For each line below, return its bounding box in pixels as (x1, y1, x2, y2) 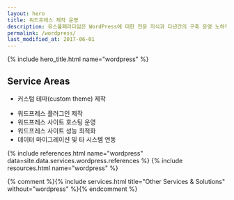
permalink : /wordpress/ (7, 29, 77, 37)
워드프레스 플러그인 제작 (17, 109, 84, 117)
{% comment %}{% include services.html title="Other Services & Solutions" (7, 177, 225, 185)
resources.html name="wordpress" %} (7, 164, 118, 172)
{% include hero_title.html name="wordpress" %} (7, 55, 149, 63)
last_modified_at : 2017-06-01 (7, 36, 95, 43)
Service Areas (7, 75, 70, 87)
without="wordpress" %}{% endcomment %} (7, 185, 138, 193)
